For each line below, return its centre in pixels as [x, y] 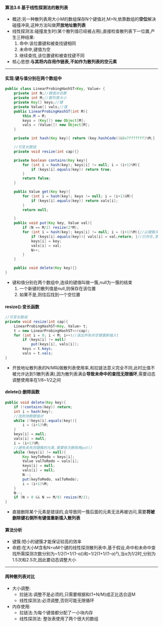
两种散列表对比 [20, 576]
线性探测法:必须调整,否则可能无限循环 [57, 600]
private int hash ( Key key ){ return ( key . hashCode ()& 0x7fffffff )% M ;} [84, 139]
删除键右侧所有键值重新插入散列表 [46, 518]
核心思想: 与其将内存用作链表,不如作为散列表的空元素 [65, 62]
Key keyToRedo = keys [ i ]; [49, 457]
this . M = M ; [35, 116]
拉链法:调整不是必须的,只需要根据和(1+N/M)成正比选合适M [77, 594]
